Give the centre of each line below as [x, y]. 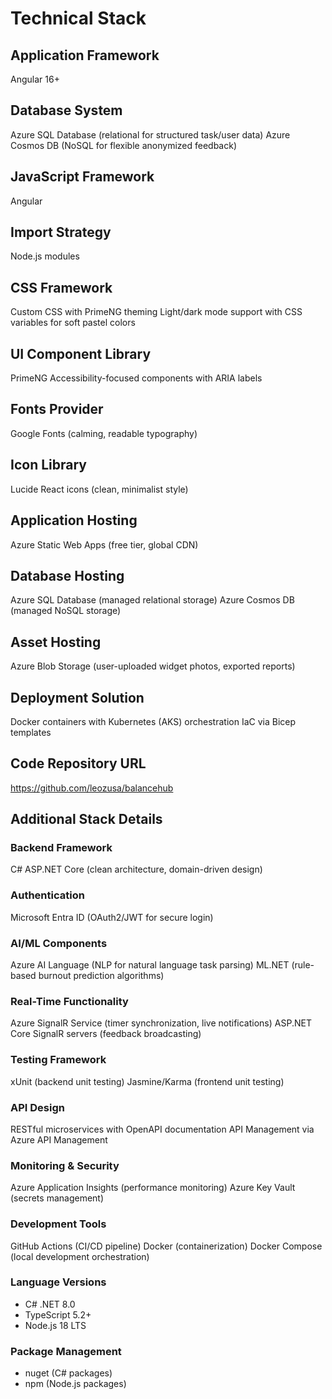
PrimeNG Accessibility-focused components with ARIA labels [136, 378]
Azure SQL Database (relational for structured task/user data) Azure [150, 134]
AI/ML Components [59, 943]
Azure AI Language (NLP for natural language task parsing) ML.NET [150, 965]
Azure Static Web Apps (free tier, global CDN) [104, 544]
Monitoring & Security [65, 1165]
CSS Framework [61, 287]
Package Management [66, 1351]
